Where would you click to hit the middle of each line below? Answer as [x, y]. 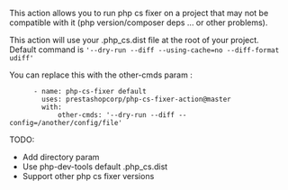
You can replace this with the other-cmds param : [101, 75]
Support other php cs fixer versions [88, 176]
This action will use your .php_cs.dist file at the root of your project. [134, 40]
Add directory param [61, 157]
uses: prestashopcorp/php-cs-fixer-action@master [136, 99]
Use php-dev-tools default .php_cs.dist [95, 167]
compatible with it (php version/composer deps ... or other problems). [139, 23]
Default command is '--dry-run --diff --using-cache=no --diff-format [144, 50]
